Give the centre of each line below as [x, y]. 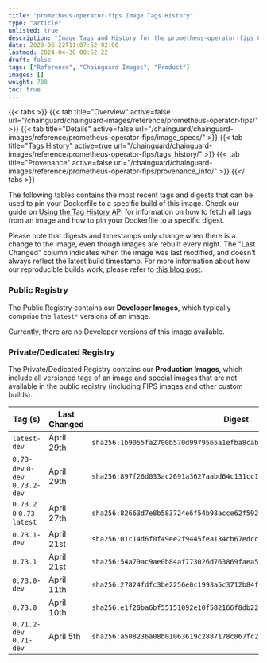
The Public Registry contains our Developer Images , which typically [120, 308]
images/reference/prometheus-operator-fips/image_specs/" [107, 138]
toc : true [25, 89]
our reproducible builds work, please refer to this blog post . [105, 269]
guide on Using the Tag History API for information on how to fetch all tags [130, 212]
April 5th [65, 636]
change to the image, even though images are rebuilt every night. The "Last [132, 244]
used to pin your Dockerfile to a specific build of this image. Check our [124, 204]
